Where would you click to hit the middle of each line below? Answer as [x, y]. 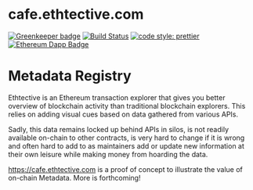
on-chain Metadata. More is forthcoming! [74, 177]
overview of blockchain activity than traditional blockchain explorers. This [127, 106]
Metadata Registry [70, 76]
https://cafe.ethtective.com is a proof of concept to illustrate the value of [125, 169]
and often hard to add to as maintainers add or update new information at [127, 145]
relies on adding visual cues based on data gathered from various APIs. [123, 114]
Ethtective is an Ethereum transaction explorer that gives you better [117, 97]
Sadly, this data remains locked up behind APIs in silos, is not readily [119, 129]
